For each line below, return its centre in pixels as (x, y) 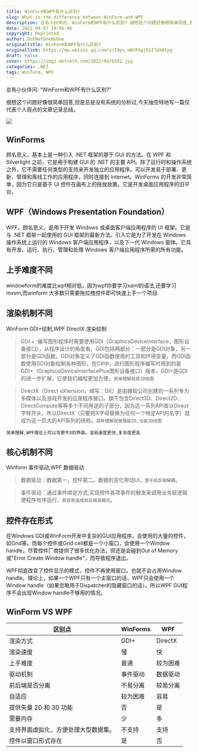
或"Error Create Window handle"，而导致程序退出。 (69, 558)
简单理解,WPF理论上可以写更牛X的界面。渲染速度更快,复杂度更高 (73, 432)
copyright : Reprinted (33, 34)
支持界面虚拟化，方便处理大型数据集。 (62, 729)
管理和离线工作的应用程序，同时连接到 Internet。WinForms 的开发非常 (101, 177)
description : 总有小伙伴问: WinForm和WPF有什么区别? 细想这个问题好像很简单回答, (98, 22)
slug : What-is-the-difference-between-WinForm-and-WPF (75, 17)
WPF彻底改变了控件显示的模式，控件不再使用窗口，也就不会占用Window (94, 571)
